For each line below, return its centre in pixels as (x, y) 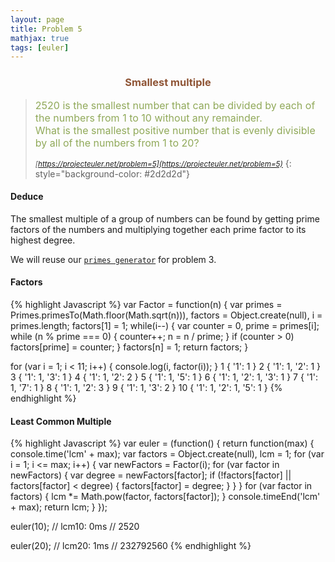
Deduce (27, 197)
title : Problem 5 (46, 29)
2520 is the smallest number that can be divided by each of (175, 105)
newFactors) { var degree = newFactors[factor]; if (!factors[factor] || (151, 475)
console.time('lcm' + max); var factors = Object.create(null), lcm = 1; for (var (167, 454)
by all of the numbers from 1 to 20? (117, 143)
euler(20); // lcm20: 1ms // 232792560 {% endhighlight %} (131, 546)
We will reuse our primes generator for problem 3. (113, 259)
